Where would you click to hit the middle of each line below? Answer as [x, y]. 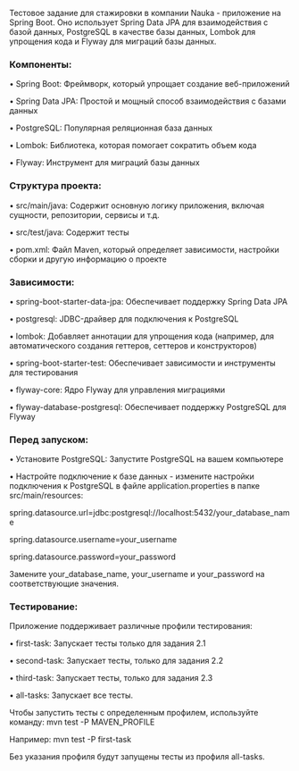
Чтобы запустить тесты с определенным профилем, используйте [134, 713]
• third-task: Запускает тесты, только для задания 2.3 [111, 678]
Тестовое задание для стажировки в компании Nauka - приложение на [145, 13]
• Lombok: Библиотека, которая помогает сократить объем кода [133, 146]
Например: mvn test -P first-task [71, 740]
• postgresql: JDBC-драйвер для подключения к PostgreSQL [124, 318]
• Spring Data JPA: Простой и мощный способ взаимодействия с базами [148, 101]
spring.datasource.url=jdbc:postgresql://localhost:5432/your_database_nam [149, 513]
